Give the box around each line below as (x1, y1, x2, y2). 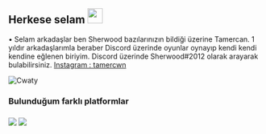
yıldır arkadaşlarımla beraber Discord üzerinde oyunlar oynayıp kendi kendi (8, 43, 257, 52)
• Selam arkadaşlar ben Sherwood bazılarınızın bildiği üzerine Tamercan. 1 (8, 34, 256, 44)
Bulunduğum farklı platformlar (8, 95, 129, 107)
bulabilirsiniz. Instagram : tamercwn (8, 59, 127, 69)
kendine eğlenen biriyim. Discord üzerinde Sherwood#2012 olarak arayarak (8, 51, 259, 61)
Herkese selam (8, 13, 85, 26)
